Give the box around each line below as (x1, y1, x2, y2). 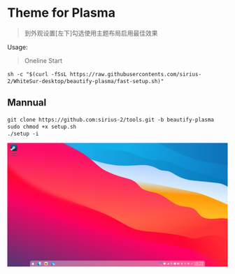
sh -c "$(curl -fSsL (7, 71, 68, 78)
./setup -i (7, 130, 39, 137)
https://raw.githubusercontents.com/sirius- (69, 71, 201, 78)
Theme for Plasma (7, 5, 115, 21)
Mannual (7, 96, 47, 109)
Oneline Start (24, 56, 63, 64)
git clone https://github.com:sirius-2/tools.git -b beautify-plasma (7, 116, 215, 123)
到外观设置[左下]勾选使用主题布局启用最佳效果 (24, 29, 159, 37)
